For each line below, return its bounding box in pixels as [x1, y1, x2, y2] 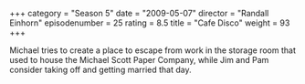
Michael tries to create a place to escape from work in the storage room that [9, 45, 297, 56]
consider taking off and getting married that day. [9, 64, 192, 75]
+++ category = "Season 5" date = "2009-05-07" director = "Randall [9, 8, 269, 18]
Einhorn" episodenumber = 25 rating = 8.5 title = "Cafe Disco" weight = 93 [9, 17, 290, 28]
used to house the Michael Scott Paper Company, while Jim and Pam [9, 55, 269, 65]
